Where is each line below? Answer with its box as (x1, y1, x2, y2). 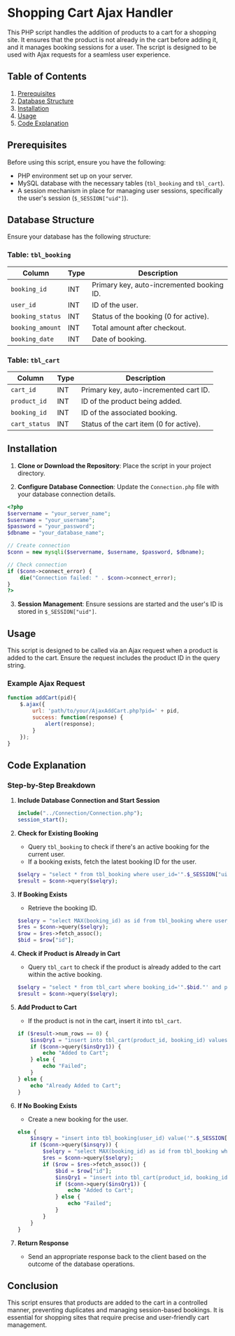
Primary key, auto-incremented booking (92, 280, 224, 290)
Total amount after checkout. (92, 323, 187, 332)
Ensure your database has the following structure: (7, 232, 151, 241)
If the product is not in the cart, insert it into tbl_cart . (27, 1016, 182, 1025)
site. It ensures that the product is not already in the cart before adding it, (7, 35, 218, 43)
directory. (17, 469, 45, 477)
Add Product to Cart (17, 1003, 77, 1011)
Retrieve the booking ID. (27, 903, 97, 912)
